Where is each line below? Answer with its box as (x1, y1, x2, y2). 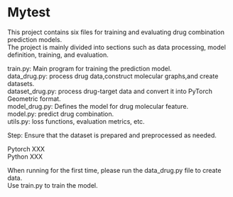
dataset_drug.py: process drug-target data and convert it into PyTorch (7, 87, 213, 95)
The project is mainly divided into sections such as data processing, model (7, 43, 226, 51)
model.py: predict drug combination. (7, 110, 114, 118)
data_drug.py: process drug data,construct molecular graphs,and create (7, 72, 219, 80)
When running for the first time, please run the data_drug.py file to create (7, 166, 222, 174)
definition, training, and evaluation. (7, 50, 109, 59)
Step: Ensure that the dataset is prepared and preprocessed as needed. (7, 131, 217, 139)
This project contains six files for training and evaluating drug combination (7, 28, 225, 36)
